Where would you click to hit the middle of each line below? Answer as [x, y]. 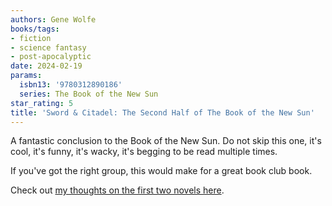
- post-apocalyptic [51, 57]
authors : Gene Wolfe [53, 19]
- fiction [31, 38]
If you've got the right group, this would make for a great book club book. [161, 171]
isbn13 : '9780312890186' [71, 85]
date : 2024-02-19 [46, 66]
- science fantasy [48, 47]
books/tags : [35, 29]
